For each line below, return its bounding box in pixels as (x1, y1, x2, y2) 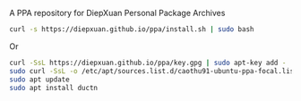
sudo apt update (9, 75, 70, 84)
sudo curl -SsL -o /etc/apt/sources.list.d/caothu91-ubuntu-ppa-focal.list (9, 66, 298, 75)
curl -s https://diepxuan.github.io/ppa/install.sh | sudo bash (9, 25, 254, 34)
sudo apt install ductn (9, 83, 99, 92)
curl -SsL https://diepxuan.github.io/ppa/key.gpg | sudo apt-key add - (9, 58, 287, 67)
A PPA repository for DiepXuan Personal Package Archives (9, 8, 226, 18)
